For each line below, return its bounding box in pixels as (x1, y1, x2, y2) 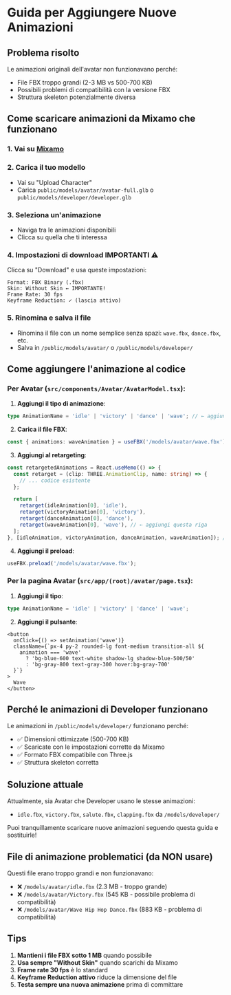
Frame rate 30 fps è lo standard (16, 965, 109, 974)
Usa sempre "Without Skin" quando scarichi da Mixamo (16, 958, 179, 967)
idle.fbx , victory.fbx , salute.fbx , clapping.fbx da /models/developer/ (16, 810, 220, 819)
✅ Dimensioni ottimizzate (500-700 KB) (16, 735, 129, 743)
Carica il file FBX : (16, 425, 67, 434)
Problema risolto (7, 47, 80, 58)
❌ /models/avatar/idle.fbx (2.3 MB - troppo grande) (16, 882, 168, 891)
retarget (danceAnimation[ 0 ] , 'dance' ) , (19, 515, 134, 522)
